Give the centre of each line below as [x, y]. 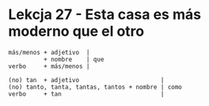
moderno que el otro [76, 31]
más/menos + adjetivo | [49, 52]
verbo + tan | [86, 94]
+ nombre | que [74, 59]
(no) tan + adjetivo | [86, 80]
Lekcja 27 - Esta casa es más [105, 15]
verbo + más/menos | [49, 66]
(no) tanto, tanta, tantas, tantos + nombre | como [95, 87]
